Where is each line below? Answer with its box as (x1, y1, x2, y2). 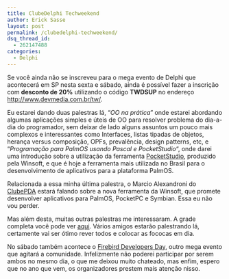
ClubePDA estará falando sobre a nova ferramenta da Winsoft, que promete (7, 187, 221, 195)
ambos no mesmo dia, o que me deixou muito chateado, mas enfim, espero (7, 257, 220, 265)
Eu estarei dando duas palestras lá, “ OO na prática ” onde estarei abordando (7, 108, 223, 116)
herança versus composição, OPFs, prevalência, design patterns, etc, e (7, 137, 209, 146)
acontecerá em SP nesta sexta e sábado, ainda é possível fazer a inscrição (7, 80, 219, 89)
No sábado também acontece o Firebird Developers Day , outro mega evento (7, 242, 223, 250)
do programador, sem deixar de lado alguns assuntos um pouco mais (16, 122, 213, 131)
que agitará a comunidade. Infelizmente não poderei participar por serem (7, 250, 214, 258)
